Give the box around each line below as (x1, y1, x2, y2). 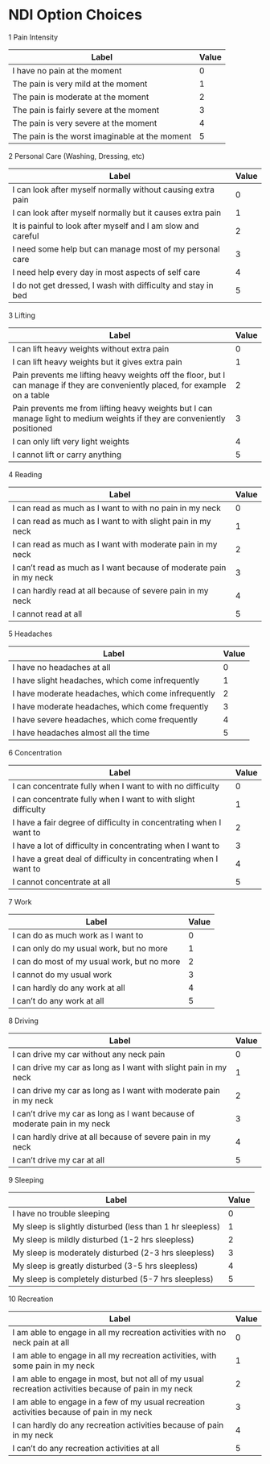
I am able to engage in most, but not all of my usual (12, 1373, 205, 1384)
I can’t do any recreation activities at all (12, 1442, 160, 1454)
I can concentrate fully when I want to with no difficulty (12, 780, 219, 792)
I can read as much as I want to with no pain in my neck (12, 502, 221, 514)
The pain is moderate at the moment (12, 91, 149, 102)
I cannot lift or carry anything (12, 449, 122, 460)
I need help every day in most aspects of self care (12, 266, 201, 277)
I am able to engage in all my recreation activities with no (12, 1326, 227, 1337)
